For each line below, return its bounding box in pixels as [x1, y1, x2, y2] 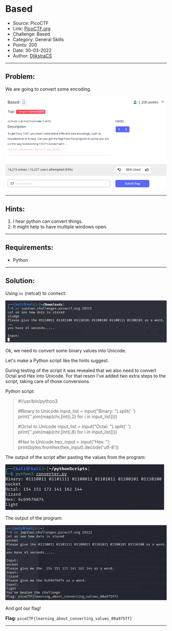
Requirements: [5, 243, 54, 252]
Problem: [5, 72, 35, 81]
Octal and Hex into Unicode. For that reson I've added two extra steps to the [5, 373, 166, 379]
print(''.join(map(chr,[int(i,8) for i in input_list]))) [17, 429, 118, 435]
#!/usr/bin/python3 [17, 398, 58, 405]
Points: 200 [12, 41, 37, 48]
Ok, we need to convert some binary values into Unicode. [5, 348, 126, 354]
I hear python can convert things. [12, 218, 83, 224]
